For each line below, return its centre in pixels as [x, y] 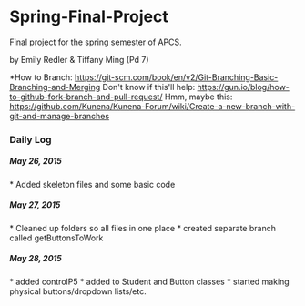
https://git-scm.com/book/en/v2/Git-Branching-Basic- [176, 77]
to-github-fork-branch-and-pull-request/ [86, 97]
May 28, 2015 [36, 259]
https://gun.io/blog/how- [243, 87]
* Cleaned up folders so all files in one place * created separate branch [142, 228]
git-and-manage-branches [60, 116]
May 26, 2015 [36, 161]
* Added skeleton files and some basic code [92, 184]
